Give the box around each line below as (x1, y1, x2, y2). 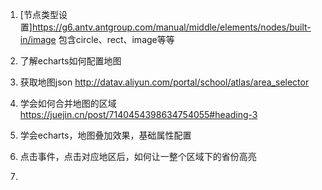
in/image (19, 34, 57, 45)
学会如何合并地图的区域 (19, 98, 117, 109)
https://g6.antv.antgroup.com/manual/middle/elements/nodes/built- (31, 21, 312, 33)
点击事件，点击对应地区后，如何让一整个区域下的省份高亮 (19, 151, 257, 162)
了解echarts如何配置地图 (19, 55, 122, 67)
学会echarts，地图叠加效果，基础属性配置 (19, 129, 192, 141)
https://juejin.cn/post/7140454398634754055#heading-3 (19, 109, 258, 120)
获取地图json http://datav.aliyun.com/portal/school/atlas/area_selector (19, 76, 310, 88)
